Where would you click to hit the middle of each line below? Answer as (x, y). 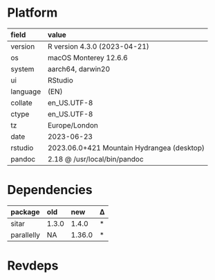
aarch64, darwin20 (79, 69)
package (25, 211)
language (26, 91)
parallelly (25, 235)
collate (21, 103)
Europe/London (73, 125)
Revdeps (33, 266)
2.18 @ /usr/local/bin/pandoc (95, 159)
